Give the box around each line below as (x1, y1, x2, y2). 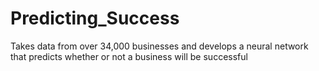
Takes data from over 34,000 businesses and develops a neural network (10, 40, 309, 52)
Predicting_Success (10, 7, 180, 30)
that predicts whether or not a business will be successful (10, 50, 248, 62)
